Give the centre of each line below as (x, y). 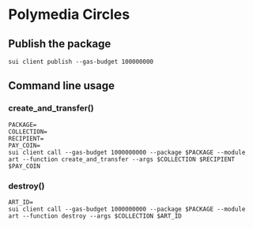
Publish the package (60, 44)
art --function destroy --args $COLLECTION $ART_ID (95, 216)
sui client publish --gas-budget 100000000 (81, 62)
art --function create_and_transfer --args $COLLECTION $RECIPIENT (122, 159)
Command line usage (61, 86)
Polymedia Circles (69, 15)
